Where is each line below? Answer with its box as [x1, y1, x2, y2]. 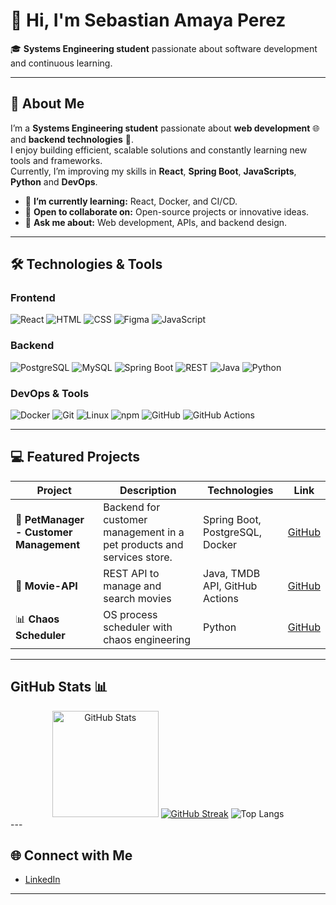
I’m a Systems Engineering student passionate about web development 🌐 [10, 122, 320, 134]
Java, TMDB [203, 566, 261, 580]
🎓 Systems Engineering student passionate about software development [10, 42, 318, 54]
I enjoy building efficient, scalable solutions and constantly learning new [10, 144, 308, 156]
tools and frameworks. [10, 154, 103, 166]
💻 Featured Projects [10, 449, 141, 466]
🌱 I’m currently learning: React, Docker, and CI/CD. [24, 195, 238, 207]
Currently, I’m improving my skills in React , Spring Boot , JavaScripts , [10, 165, 297, 177]
